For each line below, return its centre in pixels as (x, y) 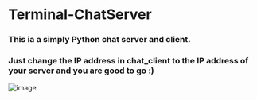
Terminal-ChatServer (80, 15)
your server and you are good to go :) (82, 71)
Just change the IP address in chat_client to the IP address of (128, 61)
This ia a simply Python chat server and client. (99, 40)
